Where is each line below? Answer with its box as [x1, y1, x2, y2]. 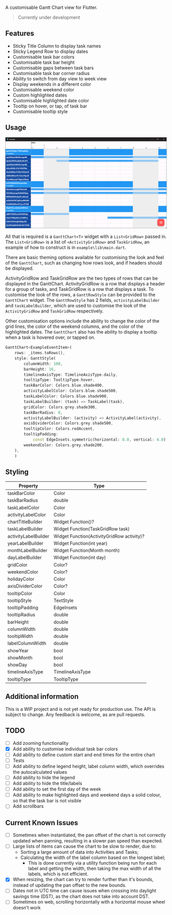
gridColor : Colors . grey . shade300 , [24, 405, 97, 410]
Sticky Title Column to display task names [12, 43, 101, 49]
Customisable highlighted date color [12, 97, 90, 103]
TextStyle [53, 597, 74, 603]
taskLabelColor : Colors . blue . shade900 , [24, 394, 109, 399]
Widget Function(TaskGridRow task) [53, 526, 130, 532]
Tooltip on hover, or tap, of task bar [12, 103, 88, 109]
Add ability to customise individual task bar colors [12, 745, 118, 752]
